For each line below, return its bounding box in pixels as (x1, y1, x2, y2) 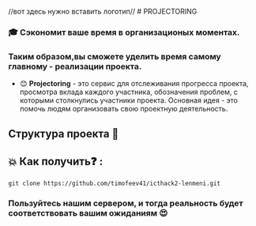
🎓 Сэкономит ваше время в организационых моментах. (8, 27, 240, 38)
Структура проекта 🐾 (8, 126, 119, 141)
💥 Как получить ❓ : (8, 155, 104, 168)
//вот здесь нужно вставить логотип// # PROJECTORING (8, 7, 198, 16)
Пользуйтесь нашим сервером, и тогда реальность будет (8, 198, 243, 209)
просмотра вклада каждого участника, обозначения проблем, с (19, 87, 239, 97)
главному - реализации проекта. (8, 61, 142, 72)
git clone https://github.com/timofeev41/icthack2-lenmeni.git (8, 179, 221, 188)
